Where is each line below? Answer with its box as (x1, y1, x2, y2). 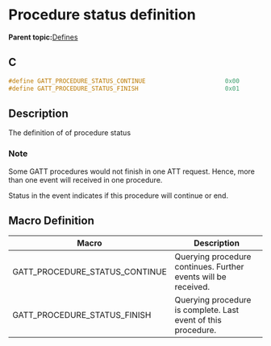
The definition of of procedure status (8, 128, 131, 138)
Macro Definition (8, 214, 94, 227)
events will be (174, 271, 227, 282)
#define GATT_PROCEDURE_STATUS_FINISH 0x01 (8, 84, 240, 93)
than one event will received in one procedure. (8, 175, 163, 184)
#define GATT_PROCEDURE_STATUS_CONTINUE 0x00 (8, 76, 240, 85)
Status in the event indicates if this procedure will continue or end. (8, 191, 228, 200)
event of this (174, 315, 222, 326)
